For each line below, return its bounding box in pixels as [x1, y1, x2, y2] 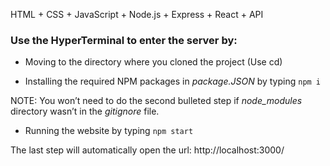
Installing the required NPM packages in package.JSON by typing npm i [24, 75, 322, 88]
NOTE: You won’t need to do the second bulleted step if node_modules [10, 95, 303, 107]
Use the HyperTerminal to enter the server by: [10, 33, 238, 47]
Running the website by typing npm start [24, 125, 194, 137]
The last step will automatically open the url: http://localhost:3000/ [10, 144, 285, 156]
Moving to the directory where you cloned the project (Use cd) [24, 56, 283, 68]
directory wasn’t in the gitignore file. [10, 105, 160, 118]
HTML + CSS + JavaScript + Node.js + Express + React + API [10, 9, 264, 20]
